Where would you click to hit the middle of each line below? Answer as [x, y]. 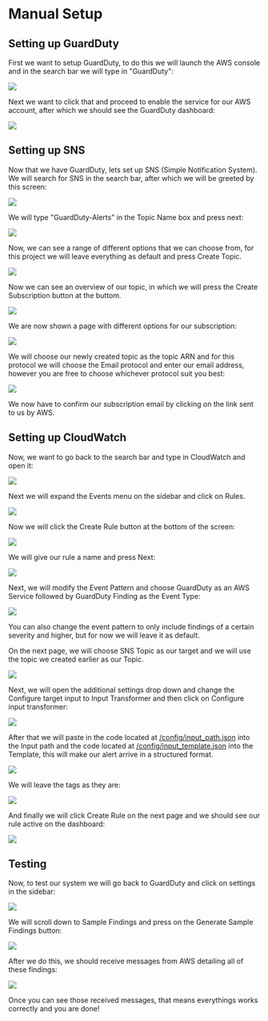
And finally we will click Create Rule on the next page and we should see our [134, 815]
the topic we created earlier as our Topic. [76, 659]
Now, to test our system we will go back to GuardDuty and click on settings [132, 883]
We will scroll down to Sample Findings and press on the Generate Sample [131, 923]
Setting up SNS [47, 150]
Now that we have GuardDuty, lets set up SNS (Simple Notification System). [133, 170]
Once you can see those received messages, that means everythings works [133, 1000]
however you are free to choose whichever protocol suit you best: [117, 373]
